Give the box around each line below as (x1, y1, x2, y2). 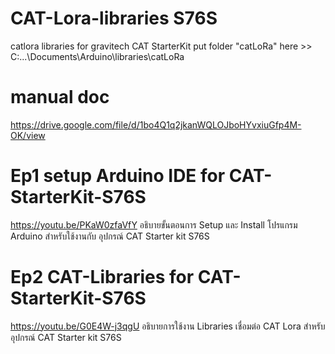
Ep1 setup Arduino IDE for (10, 165, 226, 187)
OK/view (10, 129, 46, 141)
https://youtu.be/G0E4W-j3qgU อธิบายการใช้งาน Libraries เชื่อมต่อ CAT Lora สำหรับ (10, 320, 326, 332)
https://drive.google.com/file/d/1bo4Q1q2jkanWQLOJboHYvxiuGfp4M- (10, 118, 302, 131)
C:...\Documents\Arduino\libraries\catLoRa (10, 50, 185, 62)
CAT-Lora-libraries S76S (10, 7, 218, 30)
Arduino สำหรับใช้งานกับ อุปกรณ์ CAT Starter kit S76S (10, 230, 210, 242)
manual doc (10, 86, 110, 109)
